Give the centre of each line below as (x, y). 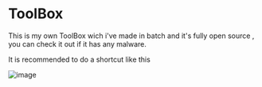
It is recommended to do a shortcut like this (80, 59)
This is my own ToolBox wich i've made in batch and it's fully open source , (131, 36)
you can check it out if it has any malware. (78, 43)
